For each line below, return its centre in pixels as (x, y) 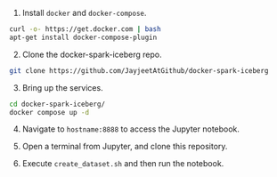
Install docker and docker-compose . (84, 13)
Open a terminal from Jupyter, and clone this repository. (125, 147)
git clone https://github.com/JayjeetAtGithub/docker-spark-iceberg (139, 70)
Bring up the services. (63, 87)
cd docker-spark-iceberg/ (57, 104)
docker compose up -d (49, 112)
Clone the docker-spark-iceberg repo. (92, 54)
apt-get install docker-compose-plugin (83, 37)
